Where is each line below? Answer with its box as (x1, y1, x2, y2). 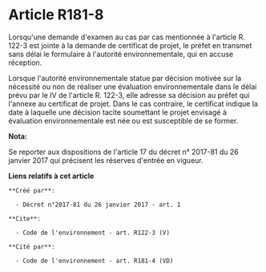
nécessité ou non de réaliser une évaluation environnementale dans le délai (8, 82, 257, 91)
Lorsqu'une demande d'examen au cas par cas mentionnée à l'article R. (8, 32, 246, 42)
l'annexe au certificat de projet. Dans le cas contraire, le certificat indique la (8, 99, 259, 108)
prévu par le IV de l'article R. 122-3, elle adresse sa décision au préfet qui (8, 90, 250, 99)
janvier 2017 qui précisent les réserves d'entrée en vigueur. (8, 155, 204, 165)
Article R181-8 (8, 6, 104, 24)
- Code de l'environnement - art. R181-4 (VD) (15, 257, 174, 265)
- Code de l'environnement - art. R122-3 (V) (15, 229, 171, 237)
